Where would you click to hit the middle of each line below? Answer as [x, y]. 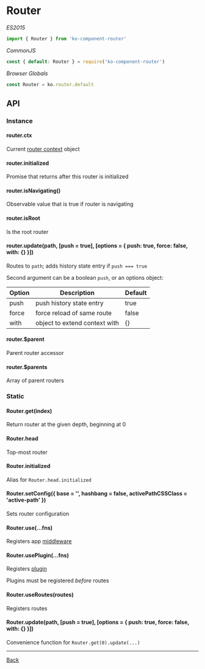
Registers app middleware [39, 541]
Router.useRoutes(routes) [40, 595]
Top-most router [27, 452]
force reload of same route [74, 313]
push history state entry [70, 303]
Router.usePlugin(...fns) [38, 555]
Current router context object [43, 149]
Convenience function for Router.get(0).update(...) [73, 642]
